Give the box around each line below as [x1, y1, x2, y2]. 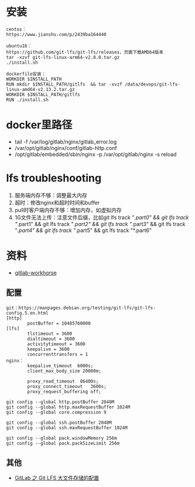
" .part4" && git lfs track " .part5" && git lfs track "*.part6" [14, 227, 152, 234]
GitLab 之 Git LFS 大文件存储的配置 [14, 475, 99, 482]
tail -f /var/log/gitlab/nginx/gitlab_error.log [14, 138, 117, 145]
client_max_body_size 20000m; [27, 368, 101, 374]
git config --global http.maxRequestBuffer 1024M [6, 404, 131, 410]
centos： [6, 26, 27, 32]
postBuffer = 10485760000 [27, 320, 91, 326]
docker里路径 [6, 119, 72, 132]
